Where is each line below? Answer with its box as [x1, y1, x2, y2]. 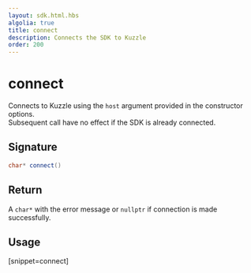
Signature [8, 140, 58, 154]
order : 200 [8, 41, 44, 49]
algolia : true [8, 19, 55, 27]
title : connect [8, 26, 58, 34]
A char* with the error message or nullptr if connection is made [8, 204, 218, 214]
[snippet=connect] [8, 256, 69, 266]
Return [8, 183, 43, 197]
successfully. [8, 212, 51, 222]
